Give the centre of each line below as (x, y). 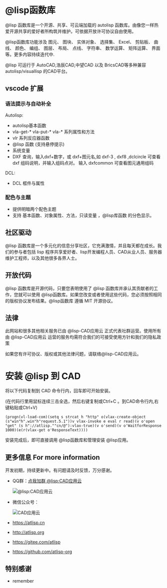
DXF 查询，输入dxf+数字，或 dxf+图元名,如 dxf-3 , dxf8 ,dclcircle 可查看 (86, 156)
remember (23, 581)
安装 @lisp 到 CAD (43, 376)
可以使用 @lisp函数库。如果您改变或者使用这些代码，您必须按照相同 (92, 294)
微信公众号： (25, 502)
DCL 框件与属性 (28, 183)
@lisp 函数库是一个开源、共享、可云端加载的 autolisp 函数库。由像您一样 (80, 25)
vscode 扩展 (24, 89)
